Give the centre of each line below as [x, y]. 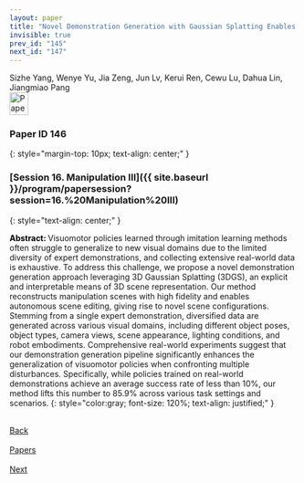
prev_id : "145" [38, 43]
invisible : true [40, 35]
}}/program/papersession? [71, 189]
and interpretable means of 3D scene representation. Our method [133, 286]
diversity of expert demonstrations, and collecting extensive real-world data [152, 257]
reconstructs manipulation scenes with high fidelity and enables [130, 296]
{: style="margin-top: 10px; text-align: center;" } [100, 154]
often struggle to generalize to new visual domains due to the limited [138, 247]
